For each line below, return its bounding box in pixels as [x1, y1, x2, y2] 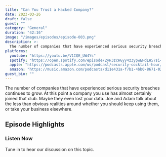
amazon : [9, 67, 26, 72]
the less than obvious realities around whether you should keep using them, [5, 101, 159, 107]
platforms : [5, 48, 28, 53]
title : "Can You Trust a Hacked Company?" [5, 7, 94, 12]
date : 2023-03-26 [5, 12, 41, 17]
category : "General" [5, 26, 48, 31]
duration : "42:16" [5, 30, 43, 35]
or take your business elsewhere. [5, 106, 73, 112]
